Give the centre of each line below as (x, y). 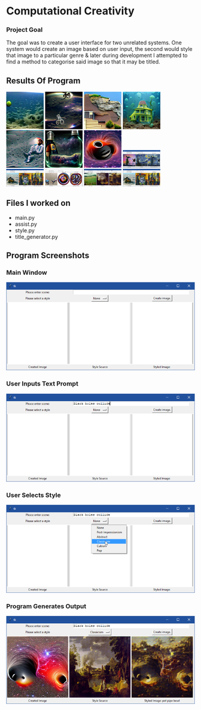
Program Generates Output (46, 606)
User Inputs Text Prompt (42, 384)
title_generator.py (36, 236)
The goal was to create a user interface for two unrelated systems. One (94, 43)
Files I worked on (38, 203)
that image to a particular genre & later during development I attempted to (97, 56)
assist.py (26, 224)
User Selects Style (33, 495)
